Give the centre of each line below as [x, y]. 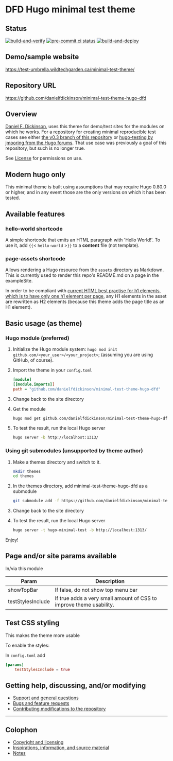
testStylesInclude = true [42, 669]
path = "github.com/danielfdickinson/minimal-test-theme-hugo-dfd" [86, 389]
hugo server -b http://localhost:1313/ [56, 438]
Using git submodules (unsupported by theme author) [74, 451]
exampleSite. [19, 281]
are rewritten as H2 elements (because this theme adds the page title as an [85, 302]
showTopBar [23, 590]
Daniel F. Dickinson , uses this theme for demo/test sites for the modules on [85, 127]
